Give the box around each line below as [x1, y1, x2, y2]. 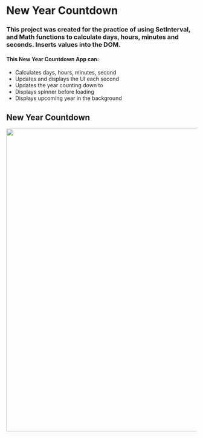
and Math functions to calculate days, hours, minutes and [6, 33, 179, 41]
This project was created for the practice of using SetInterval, [6, 25, 191, 34]
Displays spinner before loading [14, 88, 95, 96]
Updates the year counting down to [14, 82, 103, 89]
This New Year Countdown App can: [6, 55, 100, 62]
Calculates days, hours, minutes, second [14, 69, 117, 76]
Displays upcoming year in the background [14, 95, 122, 102]
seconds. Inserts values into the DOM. [6, 41, 121, 49]
